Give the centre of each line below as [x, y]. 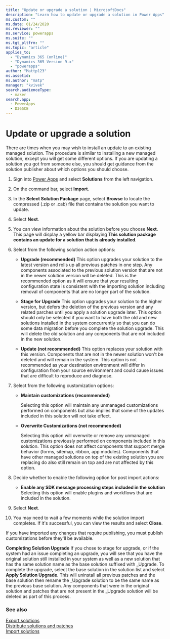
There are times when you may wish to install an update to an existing [78, 148]
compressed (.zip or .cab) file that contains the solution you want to [84, 204]
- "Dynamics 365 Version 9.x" [42, 62]
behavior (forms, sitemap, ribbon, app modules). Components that [90, 451]
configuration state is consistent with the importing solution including [93, 286]
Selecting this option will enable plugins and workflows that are [87, 493]
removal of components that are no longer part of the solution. [86, 291]
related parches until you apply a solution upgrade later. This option [91, 312]
